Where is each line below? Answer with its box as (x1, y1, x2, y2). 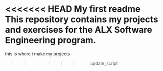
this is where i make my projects (5, 50, 70, 57)
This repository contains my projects (5, 14, 158, 25)
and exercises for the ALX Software (5, 24, 153, 35)
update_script (90, 60, 118, 66)
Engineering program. (5, 35, 96, 46)
